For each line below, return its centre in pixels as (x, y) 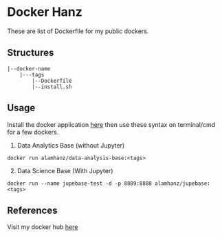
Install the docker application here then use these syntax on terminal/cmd (111, 124)
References (32, 210)
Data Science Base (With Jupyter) (65, 170)
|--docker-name (29, 69)
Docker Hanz (45, 12)
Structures (31, 53)
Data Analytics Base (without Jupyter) (71, 145)
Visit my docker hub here (43, 227)
